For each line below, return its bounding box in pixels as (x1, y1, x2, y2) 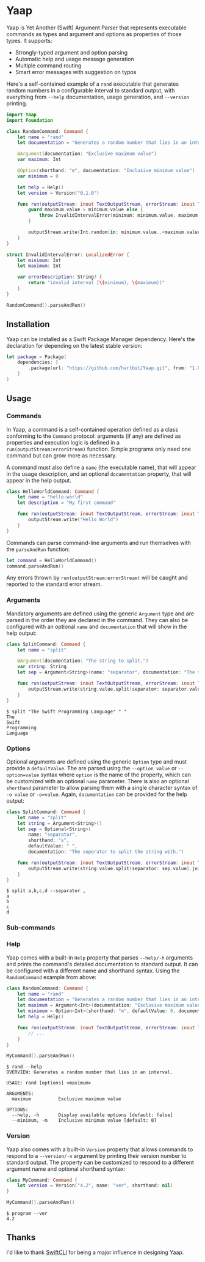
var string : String (17, 664, 67, 670)
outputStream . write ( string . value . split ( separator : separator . (28, 686, 190, 692)
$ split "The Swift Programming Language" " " (6, 708, 127, 715)
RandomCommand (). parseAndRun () (6, 302, 86, 308)
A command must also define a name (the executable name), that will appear (6, 464, 196, 471)
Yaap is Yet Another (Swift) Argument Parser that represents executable (6, 24, 187, 31)
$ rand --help (6, 1064, 43, 1070)
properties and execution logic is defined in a (6, 438, 120, 446)
